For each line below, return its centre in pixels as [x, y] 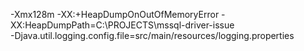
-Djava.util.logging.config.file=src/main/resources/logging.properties [152, 35]
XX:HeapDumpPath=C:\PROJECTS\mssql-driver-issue [122, 25]
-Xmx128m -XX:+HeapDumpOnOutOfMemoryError [115, 14]
